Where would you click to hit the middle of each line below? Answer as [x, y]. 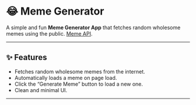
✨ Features [27, 57]
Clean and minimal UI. [41, 90]
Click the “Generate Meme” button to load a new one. [79, 84]
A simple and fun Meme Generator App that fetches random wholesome [93, 27]
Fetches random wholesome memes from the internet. [80, 71]
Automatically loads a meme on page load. [66, 78]
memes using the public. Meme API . [49, 33]
